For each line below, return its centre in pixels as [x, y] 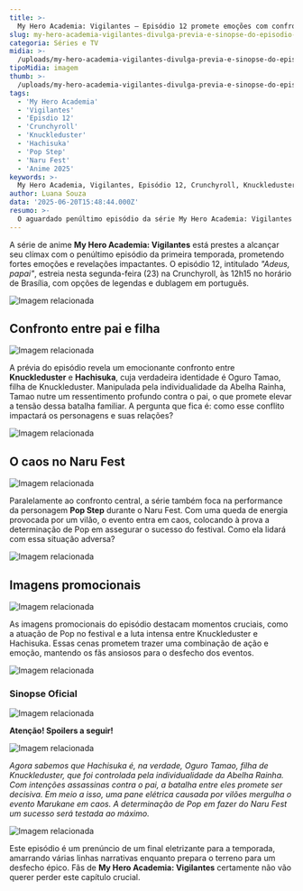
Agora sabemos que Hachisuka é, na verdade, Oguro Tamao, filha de [139, 766]
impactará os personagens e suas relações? [92, 416]
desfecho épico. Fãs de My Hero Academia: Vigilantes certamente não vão [150, 868]
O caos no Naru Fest [67, 461]
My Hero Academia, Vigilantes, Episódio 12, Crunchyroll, [129, 186]
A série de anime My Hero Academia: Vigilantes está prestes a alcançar [144, 244]
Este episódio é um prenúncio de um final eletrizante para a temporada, [142, 849]
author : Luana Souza [48, 194]
